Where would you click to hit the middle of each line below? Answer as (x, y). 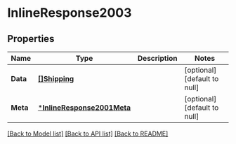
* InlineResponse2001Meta (84, 108)
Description (157, 58)
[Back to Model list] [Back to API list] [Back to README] (88, 134)
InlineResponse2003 (70, 13)
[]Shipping (56, 79)
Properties (31, 39)
